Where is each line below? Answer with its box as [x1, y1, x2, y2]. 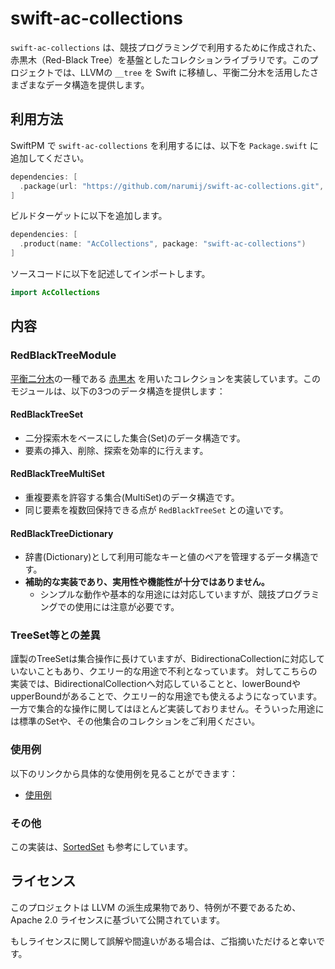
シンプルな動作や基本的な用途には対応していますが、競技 [39, 588, 277, 601]
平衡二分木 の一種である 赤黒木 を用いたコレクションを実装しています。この [10, 372, 321, 384]
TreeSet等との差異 [10, 628, 101, 642]
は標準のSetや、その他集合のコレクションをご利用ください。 [10, 715, 261, 727]
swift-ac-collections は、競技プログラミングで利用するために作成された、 [10, 41, 322, 53]
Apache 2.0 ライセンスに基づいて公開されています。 [10, 913, 226, 926]
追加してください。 [10, 152, 90, 164]
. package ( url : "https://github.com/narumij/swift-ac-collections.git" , [19, 181, 325, 191]
